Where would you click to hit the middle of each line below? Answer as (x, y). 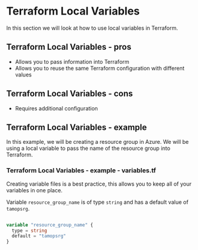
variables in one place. (35, 190)
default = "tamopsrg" (39, 236)
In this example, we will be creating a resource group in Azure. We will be (97, 142)
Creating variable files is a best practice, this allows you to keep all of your (99, 184)
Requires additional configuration (56, 108)
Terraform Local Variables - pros (69, 47)
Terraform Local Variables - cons (70, 94)
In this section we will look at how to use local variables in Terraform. (92, 28)
